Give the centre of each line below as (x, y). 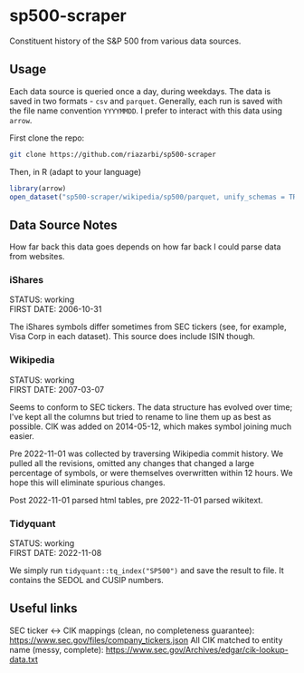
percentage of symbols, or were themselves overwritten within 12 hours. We (151, 473)
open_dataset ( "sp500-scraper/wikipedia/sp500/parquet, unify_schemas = (147, 197)
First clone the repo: (47, 138)
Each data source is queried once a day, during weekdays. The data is (140, 91)
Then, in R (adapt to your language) (76, 171)
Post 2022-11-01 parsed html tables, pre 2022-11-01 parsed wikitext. (137, 500)
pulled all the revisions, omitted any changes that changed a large (132, 463)
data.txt (24, 659)
